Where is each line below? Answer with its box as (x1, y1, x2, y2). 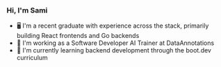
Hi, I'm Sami (6, 6, 48, 15)
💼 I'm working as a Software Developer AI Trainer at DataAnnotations (16, 39, 215, 47)
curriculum (16, 54, 48, 62)
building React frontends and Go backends (16, 32, 140, 40)
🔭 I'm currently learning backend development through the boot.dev (16, 46, 211, 55)
